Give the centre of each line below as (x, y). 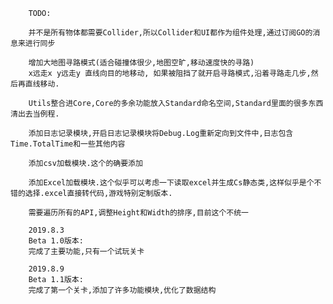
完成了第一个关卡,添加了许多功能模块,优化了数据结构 (122, 290)
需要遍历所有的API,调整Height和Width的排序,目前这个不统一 (138, 213)
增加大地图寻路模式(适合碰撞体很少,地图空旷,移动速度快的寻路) (141, 63)
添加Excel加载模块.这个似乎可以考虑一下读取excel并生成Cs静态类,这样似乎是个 (171, 183)
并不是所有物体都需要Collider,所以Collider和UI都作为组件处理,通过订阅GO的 (170, 33)
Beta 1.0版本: (56, 241)
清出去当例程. (35, 114)
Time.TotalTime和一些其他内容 (68, 144)
